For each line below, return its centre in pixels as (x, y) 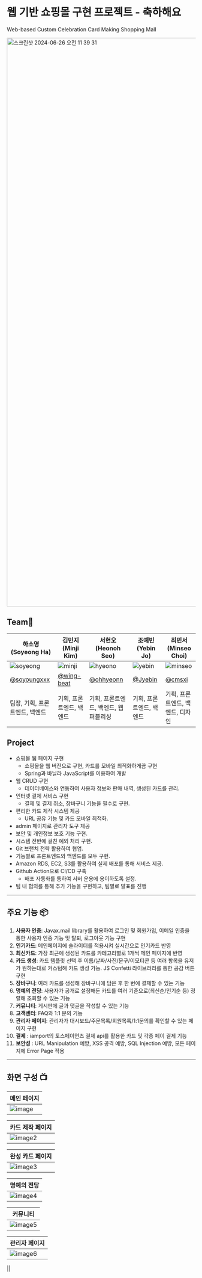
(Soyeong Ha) (31, 652)
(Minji (71, 648)
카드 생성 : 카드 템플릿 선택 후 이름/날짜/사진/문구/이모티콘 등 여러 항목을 (99, 961)
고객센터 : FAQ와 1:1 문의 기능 (49, 1013)
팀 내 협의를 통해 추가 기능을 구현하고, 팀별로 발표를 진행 (81, 886)
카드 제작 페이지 (31, 1128)
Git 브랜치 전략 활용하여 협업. (49, 848)
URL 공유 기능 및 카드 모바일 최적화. (66, 818)
